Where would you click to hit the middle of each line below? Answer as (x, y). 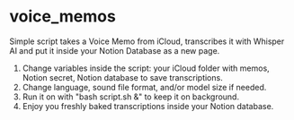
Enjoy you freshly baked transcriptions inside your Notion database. (148, 106)
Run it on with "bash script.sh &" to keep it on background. (131, 97)
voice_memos (63, 17)
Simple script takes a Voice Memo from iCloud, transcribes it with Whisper (147, 41)
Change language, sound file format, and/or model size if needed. (144, 87)
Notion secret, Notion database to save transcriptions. (122, 77)
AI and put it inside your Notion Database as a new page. (115, 50)
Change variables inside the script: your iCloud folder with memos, (146, 68)
